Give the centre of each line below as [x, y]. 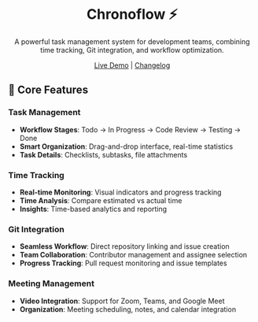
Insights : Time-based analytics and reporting [93, 209]
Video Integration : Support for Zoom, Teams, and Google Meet [122, 301]
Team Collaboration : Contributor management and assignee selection [133, 255]
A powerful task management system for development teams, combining [132, 41]
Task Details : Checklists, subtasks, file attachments [103, 154]
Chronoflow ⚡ [132, 15]
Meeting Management [51, 283]
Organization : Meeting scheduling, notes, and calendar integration [128, 309]
